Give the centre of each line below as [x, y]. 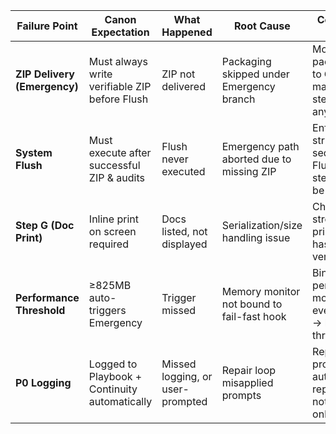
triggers [107, 310]
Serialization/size [262, 225]
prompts [241, 395]
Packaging [246, 61]
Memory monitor [261, 291]
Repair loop [249, 370]
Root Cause [262, 26]
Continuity [113, 389]
